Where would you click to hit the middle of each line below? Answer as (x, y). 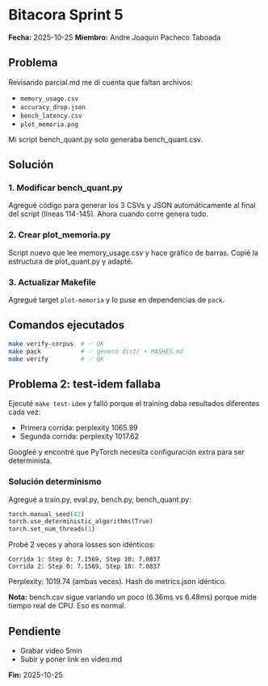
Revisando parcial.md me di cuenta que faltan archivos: (100, 82)
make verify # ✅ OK (57, 359)
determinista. (30, 461)
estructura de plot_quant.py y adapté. (71, 261)
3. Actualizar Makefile (52, 282)
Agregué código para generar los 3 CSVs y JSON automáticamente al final (132, 205)
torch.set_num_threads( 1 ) (52, 529)
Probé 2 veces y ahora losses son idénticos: (82, 544)
